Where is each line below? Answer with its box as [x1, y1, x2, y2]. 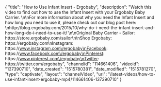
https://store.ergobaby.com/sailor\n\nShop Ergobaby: [5, 35, 113, 41]
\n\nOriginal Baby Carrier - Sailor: [68, 30, 135, 35]
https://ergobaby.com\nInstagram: [5, 40, 74, 46]
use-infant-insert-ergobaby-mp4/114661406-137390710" [5, 76, 119, 82]
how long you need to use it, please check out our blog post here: [5, 19, 137, 25]
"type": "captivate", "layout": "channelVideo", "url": [5, 71, 107, 77]
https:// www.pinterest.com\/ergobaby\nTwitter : [5, 56, 99, 61]
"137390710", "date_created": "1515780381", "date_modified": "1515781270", [5, 66, 157, 72]
